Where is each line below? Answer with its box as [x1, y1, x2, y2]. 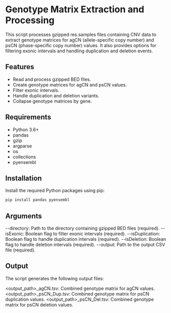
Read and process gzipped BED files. [12, 76, 91, 82]
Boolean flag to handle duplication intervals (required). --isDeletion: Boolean [5, 236, 166, 242]
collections [12, 154, 36, 160]
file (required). [5, 247, 36, 253]
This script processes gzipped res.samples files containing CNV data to [5, 31, 157, 37]
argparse [12, 142, 32, 149]
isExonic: [5, 231, 25, 237]
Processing [5, 14, 55, 26]
